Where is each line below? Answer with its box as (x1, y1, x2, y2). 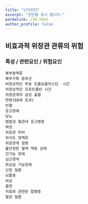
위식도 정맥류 (5, 135, 29, 140)
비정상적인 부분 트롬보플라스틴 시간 (5, 81, 70, 87)
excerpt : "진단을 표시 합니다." (5, 12, 65, 17)
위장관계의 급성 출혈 (5, 92, 41, 97)
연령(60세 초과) (5, 97, 34, 103)
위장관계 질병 (5, 140, 29, 146)
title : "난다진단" (5, 7, 40, 13)
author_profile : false (5, 21, 53, 27)
